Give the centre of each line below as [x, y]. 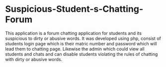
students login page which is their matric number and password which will [81, 43]
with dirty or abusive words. [34, 59]
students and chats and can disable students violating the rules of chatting [82, 54]
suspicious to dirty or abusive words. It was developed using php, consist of [83, 38]
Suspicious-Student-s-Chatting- [74, 9]
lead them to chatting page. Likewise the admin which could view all [75, 49]
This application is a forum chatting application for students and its [73, 33]
